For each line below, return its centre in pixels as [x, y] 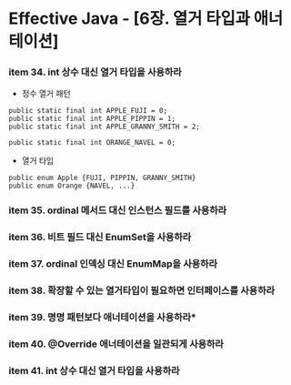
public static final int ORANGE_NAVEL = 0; [92, 143]
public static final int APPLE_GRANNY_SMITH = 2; [105, 127]
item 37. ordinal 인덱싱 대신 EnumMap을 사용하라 [113, 264]
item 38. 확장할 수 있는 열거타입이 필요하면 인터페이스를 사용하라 [142, 290]
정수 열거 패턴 [46, 94]
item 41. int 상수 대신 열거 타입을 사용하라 [94, 370]
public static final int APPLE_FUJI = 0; [88, 111]
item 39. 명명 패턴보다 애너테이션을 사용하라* [102, 318]
